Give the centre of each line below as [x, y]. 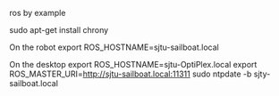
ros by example [38, 13]
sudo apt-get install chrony [59, 30]
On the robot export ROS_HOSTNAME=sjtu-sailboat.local [114, 47]
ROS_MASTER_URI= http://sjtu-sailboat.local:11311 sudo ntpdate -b [131, 74]
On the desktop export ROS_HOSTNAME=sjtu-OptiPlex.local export [133, 64]
